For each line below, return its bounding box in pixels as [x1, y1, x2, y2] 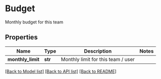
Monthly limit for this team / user [60, 56, 135, 62]
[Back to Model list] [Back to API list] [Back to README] [5, 68, 117, 74]
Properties [5, 33, 38, 41]
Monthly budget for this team [5, 19, 63, 25]
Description [84, 47, 112, 54]
